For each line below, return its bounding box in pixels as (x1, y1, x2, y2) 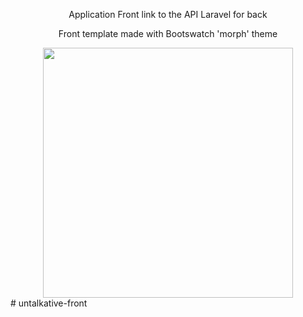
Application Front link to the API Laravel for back (68, 9, 268, 20)
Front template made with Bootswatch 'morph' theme (58, 28, 278, 39)
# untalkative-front (10, 297, 88, 309)
